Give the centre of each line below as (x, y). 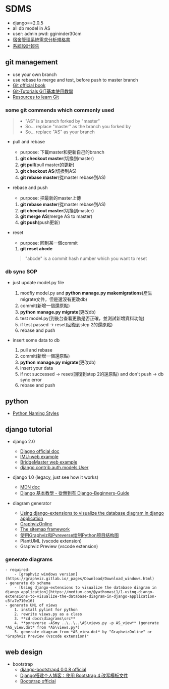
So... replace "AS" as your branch (60, 132)
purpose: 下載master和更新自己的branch (62, 152)
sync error (31, 380)
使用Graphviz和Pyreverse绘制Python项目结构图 (69, 535)
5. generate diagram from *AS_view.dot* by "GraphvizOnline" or (83, 632)
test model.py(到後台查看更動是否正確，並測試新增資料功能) (82, 318)
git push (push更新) (40, 222)
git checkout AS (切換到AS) (48, 171)
